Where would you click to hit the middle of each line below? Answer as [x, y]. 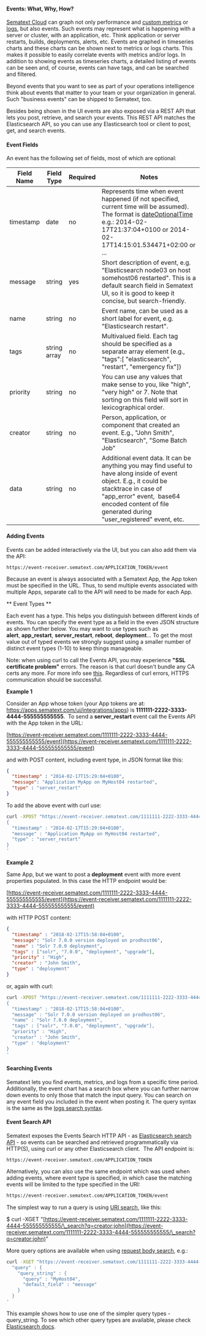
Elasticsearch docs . [31, 1326]
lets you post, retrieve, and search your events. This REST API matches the [101, 118]
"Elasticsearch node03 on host [146, 270]
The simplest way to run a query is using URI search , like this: [84, 1207]
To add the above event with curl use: [54, 805]
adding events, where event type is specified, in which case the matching [99, 1178]
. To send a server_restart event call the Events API [130, 716]
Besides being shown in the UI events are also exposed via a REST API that [101, 111]
